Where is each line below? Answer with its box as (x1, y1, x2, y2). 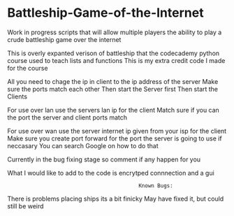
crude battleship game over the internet (7, 35, 122, 43)
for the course (7, 64, 48, 72)
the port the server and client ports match (7, 113, 128, 122)
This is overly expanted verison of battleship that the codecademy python (7, 49, 220, 57)
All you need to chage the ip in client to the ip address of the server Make (7, 77, 219, 85)
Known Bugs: (138, 182, 173, 189)
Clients (7, 92, 28, 101)
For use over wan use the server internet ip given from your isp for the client (7, 127, 227, 135)
